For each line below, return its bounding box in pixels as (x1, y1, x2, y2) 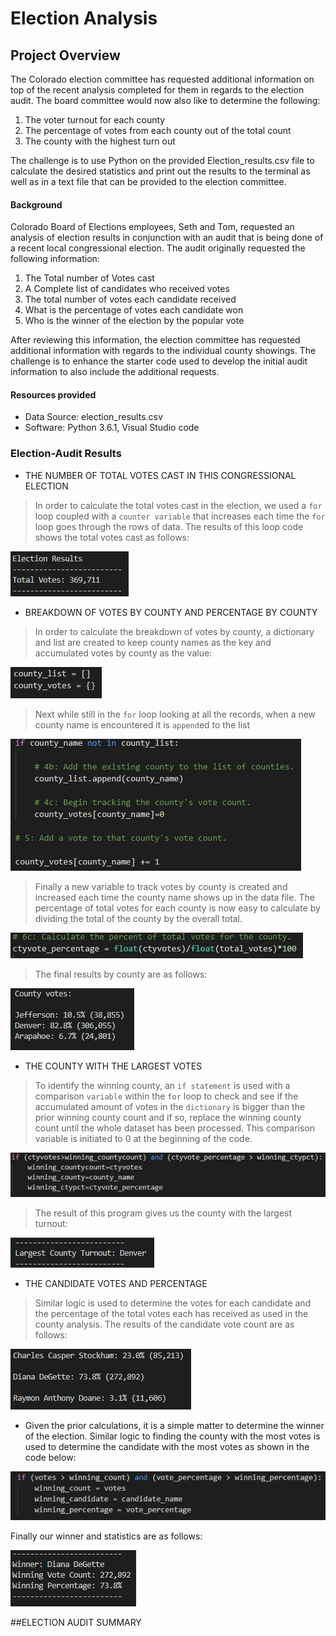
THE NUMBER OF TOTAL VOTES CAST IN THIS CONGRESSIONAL (24, 469, 297, 481)
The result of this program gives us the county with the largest (34, 1207, 293, 1219)
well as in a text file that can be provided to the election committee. (10, 176, 287, 187)
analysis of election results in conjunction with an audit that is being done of (10, 232, 324, 244)
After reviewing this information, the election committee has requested (10, 334, 301, 346)
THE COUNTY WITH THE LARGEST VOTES (24, 1060, 203, 1072)
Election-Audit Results (10, 447, 122, 461)
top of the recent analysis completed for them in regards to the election (10, 84, 305, 96)
